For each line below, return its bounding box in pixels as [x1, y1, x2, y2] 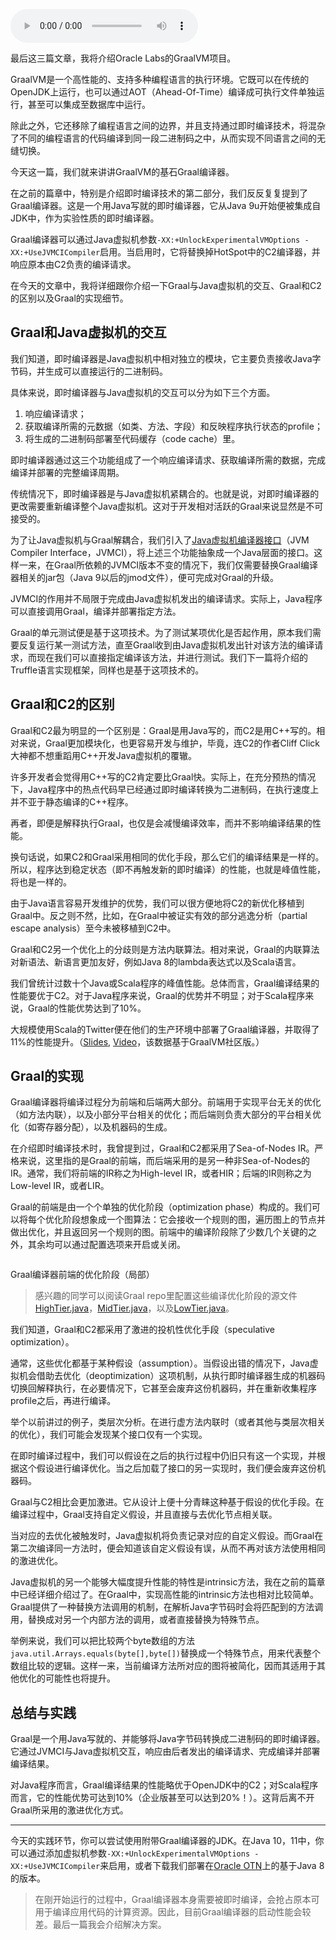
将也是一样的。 [10, 875, 72, 888]
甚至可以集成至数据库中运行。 [27, 99, 151, 110]
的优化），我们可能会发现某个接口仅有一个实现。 [10, 1429, 208, 1441]
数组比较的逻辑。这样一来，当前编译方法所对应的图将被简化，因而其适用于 [10, 1660, 317, 1672]
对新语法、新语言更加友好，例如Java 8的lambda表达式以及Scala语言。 [10, 955, 302, 968]
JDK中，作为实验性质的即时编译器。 [10, 212, 160, 224]
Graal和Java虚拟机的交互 [10, 324, 167, 341]
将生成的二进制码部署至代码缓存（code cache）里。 [24, 432, 241, 444]
